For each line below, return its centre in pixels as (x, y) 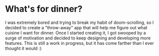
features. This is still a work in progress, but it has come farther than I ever (79, 43)
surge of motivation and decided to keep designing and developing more (78, 38)
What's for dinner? (44, 9)
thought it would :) (23, 48)
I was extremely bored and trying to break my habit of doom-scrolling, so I (79, 22)
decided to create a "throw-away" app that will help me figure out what (76, 27)
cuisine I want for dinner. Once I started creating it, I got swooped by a (75, 33)
